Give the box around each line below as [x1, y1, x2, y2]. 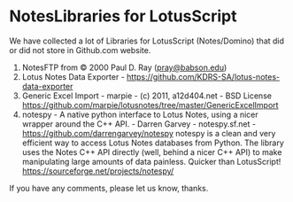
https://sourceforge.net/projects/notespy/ [21, 166, 174, 176]
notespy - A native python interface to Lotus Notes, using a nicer [21, 109, 258, 120]
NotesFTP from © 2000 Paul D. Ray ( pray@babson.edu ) [21, 62, 227, 73]
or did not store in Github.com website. [9, 44, 151, 55]
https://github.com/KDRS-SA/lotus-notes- [127, 71, 281, 82]
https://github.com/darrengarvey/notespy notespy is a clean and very [21, 128, 276, 138]
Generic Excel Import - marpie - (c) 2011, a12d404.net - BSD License [21, 90, 273, 101]
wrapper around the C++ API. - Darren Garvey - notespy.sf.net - [21, 118, 257, 129]
